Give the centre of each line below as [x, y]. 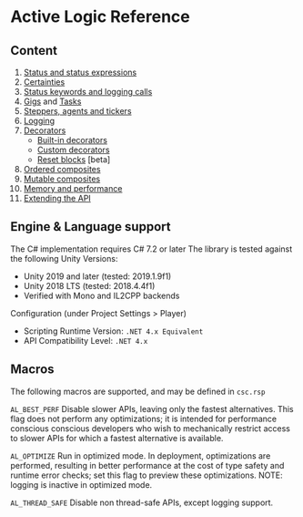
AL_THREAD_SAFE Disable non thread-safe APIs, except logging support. [142, 502]
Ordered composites [62, 169]
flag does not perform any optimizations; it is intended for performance [144, 419]
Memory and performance [73, 188]
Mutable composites [62, 179]
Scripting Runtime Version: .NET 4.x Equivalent [113, 331]
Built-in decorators [72, 140]
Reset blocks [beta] [74, 160]
